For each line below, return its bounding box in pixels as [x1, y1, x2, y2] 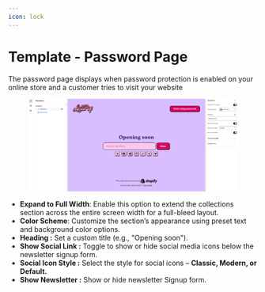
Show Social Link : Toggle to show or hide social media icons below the [19, 241, 255, 251]
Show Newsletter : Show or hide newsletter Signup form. [19, 275, 207, 284]
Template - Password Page [8, 47, 188, 66]
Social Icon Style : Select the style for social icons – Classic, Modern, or [19, 258, 257, 267]
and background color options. [19, 224, 120, 233]
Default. [19, 266, 47, 276]
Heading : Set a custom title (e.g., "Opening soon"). [19, 233, 188, 242]
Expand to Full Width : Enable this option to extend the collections [19, 199, 234, 209]
